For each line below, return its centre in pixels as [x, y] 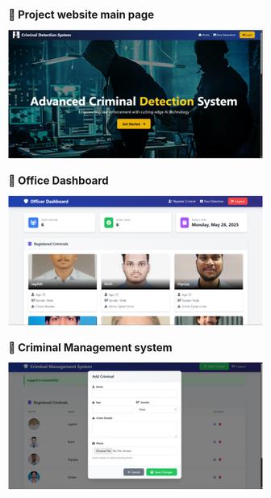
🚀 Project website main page [81, 15]
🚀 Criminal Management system [90, 347]
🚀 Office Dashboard [58, 181]
